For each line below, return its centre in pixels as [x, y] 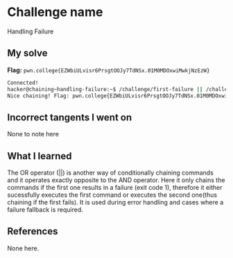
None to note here [33, 134]
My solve [27, 53]
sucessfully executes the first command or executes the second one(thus [112, 195]
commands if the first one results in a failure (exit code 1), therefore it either [115, 187]
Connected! [23, 83]
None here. [23, 248]
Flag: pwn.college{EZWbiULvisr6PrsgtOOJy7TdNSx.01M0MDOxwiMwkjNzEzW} [109, 70]
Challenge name [55, 12]
